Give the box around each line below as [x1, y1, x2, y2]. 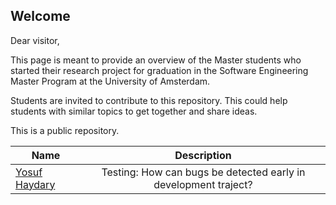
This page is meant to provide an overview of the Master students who [10, 54, 302, 66]
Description [174, 148, 232, 162]
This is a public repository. [10, 124, 120, 136]
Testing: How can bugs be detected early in [101, 165, 306, 179]
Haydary [15, 177, 56, 191]
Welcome [10, 8, 71, 25]
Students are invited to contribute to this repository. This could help [10, 94, 288, 106]
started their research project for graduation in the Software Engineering [10, 64, 309, 76]
